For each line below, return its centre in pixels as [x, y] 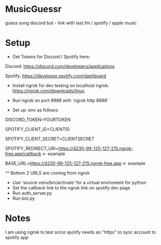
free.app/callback [23, 153]
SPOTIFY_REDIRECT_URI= [32, 148]
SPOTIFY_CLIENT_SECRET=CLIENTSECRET [50, 139]
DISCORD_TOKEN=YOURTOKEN [38, 120]
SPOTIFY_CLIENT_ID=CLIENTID [38, 129]
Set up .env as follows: [36, 110]
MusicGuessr [34, 9]
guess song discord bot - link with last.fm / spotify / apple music [71, 23]
